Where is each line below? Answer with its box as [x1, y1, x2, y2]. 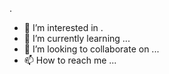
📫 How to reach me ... [23, 54, 117, 66]
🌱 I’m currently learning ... [23, 33, 131, 44]
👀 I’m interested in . [23, 22, 104, 33]
